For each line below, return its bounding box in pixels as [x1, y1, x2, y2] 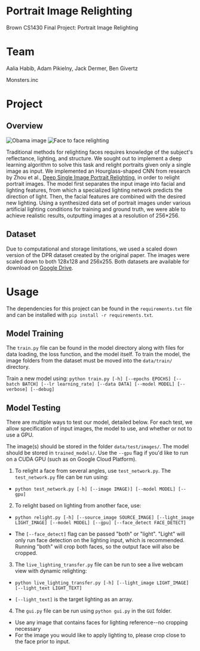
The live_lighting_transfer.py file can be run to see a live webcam [14, 561, 183, 569]
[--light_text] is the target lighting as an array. [14, 596, 133, 603]
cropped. [14, 549, 38, 557]
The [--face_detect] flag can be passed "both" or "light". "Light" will [14, 530, 185, 537]
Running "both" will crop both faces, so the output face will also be [14, 543, 180, 551]
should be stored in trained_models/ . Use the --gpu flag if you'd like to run [6, 450, 189, 457]
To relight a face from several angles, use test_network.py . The [14, 467, 171, 475]
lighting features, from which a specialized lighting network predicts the [6, 187, 183, 194]
